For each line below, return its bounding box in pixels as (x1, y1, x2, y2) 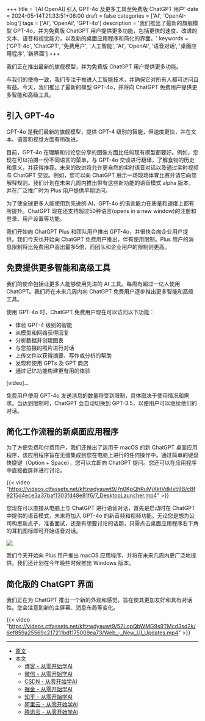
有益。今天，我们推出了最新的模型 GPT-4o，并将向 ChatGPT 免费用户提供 (6, 84, 192, 90)
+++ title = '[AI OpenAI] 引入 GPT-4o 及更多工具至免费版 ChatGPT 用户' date (6, 5, 199, 12)
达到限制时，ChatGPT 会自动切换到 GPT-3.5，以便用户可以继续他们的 (22, 399, 197, 407)
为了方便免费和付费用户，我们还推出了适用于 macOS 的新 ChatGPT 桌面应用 (6, 444, 198, 451)
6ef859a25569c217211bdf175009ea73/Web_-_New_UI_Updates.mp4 (6, 629, 179, 636)
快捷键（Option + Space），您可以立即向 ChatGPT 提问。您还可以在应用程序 (6, 459, 197, 467)
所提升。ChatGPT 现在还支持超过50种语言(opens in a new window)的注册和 (6, 207, 196, 215)
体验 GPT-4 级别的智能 (15, 321, 73, 328)
